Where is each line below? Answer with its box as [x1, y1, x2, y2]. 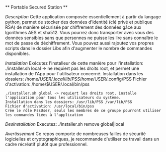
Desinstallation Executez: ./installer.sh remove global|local [5, 121, 124, 127]
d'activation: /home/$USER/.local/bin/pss [5, 81, 90, 87]
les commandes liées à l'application [5, 112, 83, 117]
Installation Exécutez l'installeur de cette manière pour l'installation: [5, 60, 144, 66]
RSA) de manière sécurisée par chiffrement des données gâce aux [5, 24, 142, 30]
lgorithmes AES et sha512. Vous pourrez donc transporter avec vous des [5, 30, 154, 35]
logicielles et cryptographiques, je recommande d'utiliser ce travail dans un [5, 136, 159, 142]
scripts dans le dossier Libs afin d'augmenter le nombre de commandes [5, 46, 153, 51]
